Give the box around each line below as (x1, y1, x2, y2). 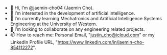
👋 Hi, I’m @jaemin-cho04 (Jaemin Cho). (10, 5, 94, 11)
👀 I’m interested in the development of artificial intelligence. (10, 10, 135, 16)
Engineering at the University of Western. (10, 21, 98, 27)
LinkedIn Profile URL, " (10, 39, 58, 45)
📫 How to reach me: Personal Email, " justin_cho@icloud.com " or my (10, 32, 155, 38)
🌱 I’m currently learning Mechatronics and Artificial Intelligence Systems (10, 16, 162, 21)
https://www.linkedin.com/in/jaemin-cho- (57, 39, 145, 45)
